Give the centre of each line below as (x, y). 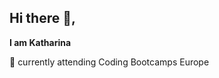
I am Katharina (40, 42)
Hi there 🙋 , (43, 18)
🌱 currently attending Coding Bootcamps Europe (109, 62)
